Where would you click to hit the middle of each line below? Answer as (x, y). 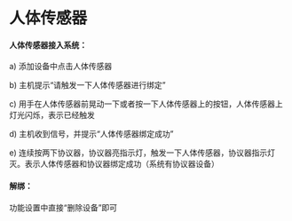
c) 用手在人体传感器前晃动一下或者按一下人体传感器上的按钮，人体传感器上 (146, 104)
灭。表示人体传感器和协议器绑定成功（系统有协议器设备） (114, 164)
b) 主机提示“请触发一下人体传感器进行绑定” (87, 85)
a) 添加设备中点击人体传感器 (61, 67)
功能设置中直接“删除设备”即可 (63, 207)
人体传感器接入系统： (48, 44)
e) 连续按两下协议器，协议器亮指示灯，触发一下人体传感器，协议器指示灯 (142, 153)
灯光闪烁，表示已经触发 (52, 115)
